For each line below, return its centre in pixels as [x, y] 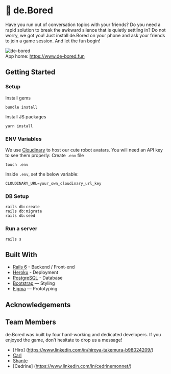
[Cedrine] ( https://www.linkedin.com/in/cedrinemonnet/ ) [72, 366]
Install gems [18, 98]
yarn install [19, 126]
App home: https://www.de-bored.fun [45, 56]
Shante [20, 360]
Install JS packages [26, 116]
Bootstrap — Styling [34, 283]
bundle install [21, 107]
